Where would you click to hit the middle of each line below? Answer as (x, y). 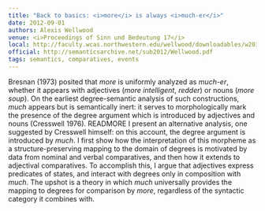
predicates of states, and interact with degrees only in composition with (125, 173)
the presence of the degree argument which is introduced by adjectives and (131, 115)
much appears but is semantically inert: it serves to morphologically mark (127, 106)
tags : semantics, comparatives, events (74, 60)
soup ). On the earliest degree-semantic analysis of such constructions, (124, 98)
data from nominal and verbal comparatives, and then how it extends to (124, 157)
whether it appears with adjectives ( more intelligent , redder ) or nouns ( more (131, 90)
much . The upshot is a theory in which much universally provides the (120, 182)
